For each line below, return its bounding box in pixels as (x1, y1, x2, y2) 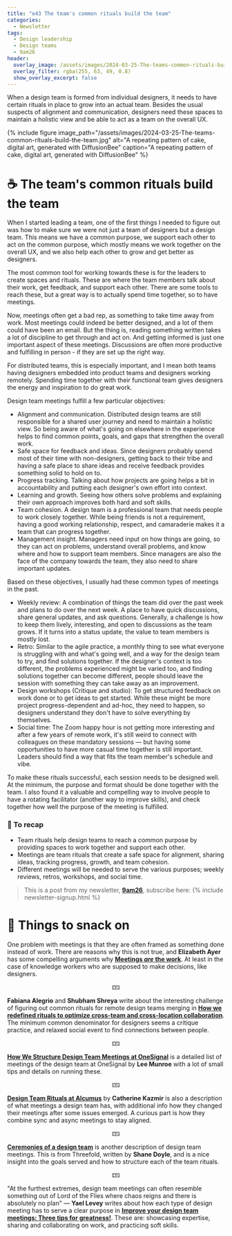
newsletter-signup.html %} (23, 893, 101, 902)
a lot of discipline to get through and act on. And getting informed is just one (7, 333, 224, 342)
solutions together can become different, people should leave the (17, 672, 204, 681)
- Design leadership (13, 36, 72, 43)
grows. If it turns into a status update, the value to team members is (17, 628, 210, 636)
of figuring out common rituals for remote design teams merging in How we (7, 1003, 222, 1012)
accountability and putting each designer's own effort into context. (17, 484, 207, 492)
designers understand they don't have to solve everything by (17, 709, 191, 717)
